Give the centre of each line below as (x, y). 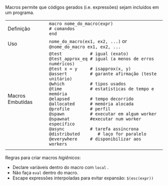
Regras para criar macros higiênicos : (43, 158)
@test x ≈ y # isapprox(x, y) (90, 69)
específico (62, 124)
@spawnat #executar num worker (95, 119)
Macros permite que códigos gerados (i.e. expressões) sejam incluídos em (82, 7)
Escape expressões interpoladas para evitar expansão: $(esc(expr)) (83, 178)
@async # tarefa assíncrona (94, 129)
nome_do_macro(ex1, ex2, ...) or (88, 41)
